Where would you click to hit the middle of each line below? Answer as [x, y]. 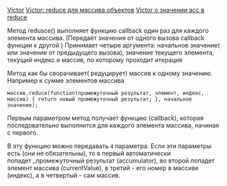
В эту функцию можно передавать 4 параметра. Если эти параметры [109, 146]
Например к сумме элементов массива [66, 81]
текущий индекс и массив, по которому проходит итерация [95, 60]
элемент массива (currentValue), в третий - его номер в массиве [103, 168]
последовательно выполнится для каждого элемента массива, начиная [113, 125]
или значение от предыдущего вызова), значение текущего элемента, [111, 52]
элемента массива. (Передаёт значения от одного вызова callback [106, 38]
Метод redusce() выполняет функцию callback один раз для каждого [108, 31]
